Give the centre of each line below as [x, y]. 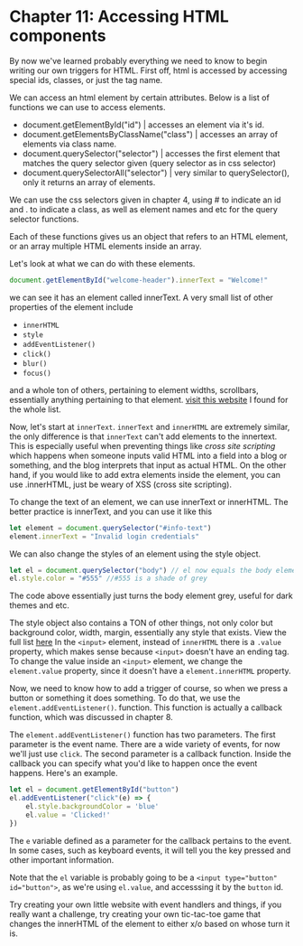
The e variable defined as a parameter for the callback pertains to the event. [151, 840]
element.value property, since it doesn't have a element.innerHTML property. [150, 671]
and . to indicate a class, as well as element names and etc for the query [143, 209]
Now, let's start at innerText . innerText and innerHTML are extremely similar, [150, 426]
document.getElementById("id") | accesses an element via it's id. [143, 125]
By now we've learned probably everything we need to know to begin [138, 61]
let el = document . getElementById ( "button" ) [94, 790]
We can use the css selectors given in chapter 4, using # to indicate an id [145, 200]
